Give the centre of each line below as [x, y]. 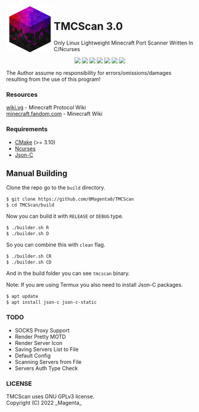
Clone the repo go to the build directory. [56, 188]
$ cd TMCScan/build [30, 205]
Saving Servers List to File [47, 349]
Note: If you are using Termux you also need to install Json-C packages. [94, 285]
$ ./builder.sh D [28, 234]
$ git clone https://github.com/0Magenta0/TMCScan [70, 199]
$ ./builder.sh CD [29, 262]
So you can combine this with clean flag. [56, 245]
